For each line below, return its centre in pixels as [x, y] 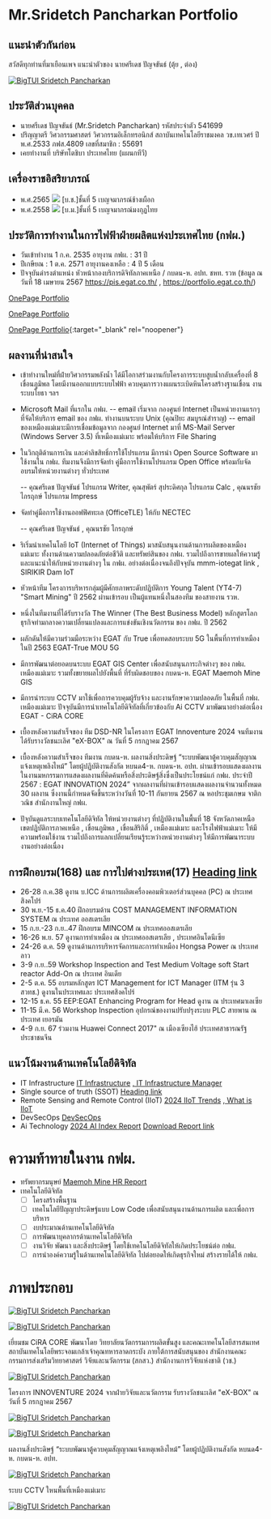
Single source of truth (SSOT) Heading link [91, 1091]
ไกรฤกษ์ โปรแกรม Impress [59, 497]
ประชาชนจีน [36, 1038]
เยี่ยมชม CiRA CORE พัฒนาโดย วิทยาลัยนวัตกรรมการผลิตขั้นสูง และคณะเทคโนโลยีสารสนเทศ [134, 1342]
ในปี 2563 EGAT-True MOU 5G [70, 648]
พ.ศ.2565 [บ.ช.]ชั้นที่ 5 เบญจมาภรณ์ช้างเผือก [87, 199]
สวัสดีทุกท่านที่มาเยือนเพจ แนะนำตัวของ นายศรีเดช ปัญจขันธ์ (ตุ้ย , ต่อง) [103, 64]
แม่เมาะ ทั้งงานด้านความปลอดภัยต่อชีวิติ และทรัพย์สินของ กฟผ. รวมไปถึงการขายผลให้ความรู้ [140, 554]
